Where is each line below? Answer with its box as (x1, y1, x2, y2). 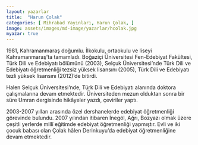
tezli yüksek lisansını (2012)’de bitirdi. (6, 72, 98, 80)
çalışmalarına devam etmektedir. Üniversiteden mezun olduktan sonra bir (6, 90, 185, 97)
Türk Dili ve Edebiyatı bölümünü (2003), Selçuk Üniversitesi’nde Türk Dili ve (6, 60, 191, 67)
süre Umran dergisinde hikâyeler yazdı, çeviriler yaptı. (6, 96, 138, 104)
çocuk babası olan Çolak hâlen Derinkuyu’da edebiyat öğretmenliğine (6, 127, 176, 134)
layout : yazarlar (6, 8, 49, 15)
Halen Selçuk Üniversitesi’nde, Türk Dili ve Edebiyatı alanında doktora (6, 84, 177, 91)
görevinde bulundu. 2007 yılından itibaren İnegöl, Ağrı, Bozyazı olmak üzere (6, 114, 191, 122)
